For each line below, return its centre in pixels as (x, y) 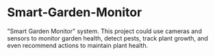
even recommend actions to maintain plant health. (78, 45)
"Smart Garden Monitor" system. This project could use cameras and (104, 31)
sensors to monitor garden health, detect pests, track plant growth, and (108, 38)
